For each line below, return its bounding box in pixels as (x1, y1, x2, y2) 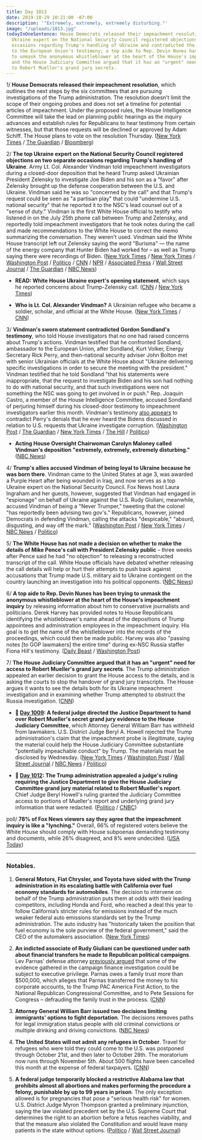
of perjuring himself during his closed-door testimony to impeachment (6, 402, 180, 410)
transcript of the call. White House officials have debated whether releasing (6, 559, 194, 566)
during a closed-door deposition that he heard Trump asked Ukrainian (6, 170, 180, 177)
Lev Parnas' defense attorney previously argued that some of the (14, 957, 176, 964)
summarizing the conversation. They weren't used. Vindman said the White (6, 233, 192, 241)
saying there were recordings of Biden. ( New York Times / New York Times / (6, 253, 195, 260)
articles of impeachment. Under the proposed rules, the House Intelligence (6, 106, 192, 114)
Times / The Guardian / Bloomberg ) (6, 139, 94, 146)
